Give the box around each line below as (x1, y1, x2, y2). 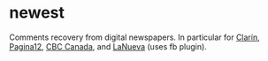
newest (9, 3, 65, 23)
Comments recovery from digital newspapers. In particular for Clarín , (9, 32, 260, 42)
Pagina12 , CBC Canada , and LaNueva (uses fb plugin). (9, 41, 208, 51)
